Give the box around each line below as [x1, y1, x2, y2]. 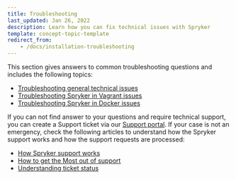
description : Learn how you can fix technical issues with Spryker [7, 23, 211, 30]
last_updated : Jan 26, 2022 [7, 17, 91, 24]
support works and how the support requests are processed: [7, 135, 186, 144]
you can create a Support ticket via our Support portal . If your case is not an [7, 120, 230, 128]
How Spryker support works [17, 149, 101, 157]
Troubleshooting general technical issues [17, 84, 138, 92]
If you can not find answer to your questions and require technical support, [7, 112, 226, 121]
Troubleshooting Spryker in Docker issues [17, 99, 140, 107]
